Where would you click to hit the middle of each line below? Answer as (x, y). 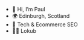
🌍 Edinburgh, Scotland (41, 16)
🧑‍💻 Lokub (24, 31)
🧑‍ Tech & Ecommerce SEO (45, 24)
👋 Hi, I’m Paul (28, 9)
